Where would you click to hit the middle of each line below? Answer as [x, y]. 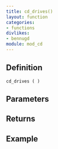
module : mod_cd [24, 44]
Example [22, 139]
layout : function [27, 17]
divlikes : [18, 33]
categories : [20, 22]
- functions [20, 28]
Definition [24, 68]
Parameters [28, 99]
